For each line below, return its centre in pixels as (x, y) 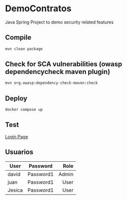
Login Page (17, 137)
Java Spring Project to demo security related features (60, 22)
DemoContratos (38, 9)
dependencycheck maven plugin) (58, 72)
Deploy (16, 98)
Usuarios (19, 152)
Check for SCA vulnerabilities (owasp (64, 64)
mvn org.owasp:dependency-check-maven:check (51, 83)
